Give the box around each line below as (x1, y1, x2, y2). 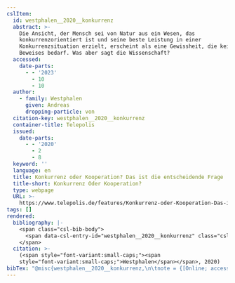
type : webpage (13, 187, 54, 194)
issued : (13, 128, 36, 135)
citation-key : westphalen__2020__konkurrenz (13, 114, 145, 121)
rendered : (6, 213, 36, 220)
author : (13, 88, 36, 96)
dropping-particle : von (25, 108, 95, 115)
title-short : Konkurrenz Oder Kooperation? (13, 180, 142, 187)
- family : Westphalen (19, 96, 82, 103)
